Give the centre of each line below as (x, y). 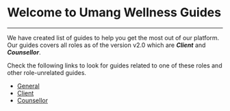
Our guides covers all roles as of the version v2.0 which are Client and (106, 45)
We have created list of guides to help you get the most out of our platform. (113, 37)
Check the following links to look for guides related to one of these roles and (115, 65)
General (28, 86)
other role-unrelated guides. (47, 72)
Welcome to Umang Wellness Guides (114, 13)
